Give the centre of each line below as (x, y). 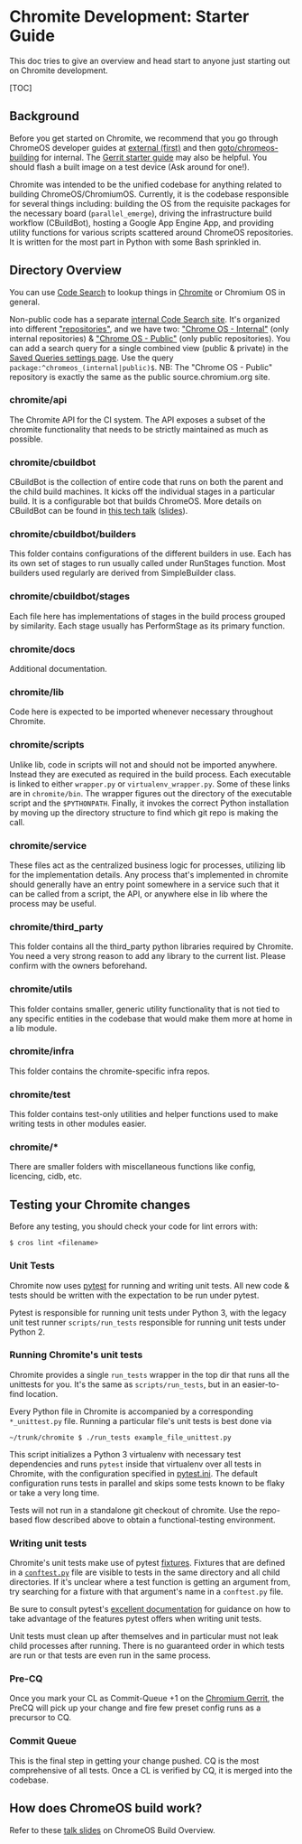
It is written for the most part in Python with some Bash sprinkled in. (135, 242)
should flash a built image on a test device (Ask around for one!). (129, 167)
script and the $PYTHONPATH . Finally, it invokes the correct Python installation (149, 803)
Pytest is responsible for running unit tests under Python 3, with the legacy (148, 1312)
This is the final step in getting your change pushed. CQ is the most (134, 1760)
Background (44, 116)
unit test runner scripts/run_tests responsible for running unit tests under (148, 1322)
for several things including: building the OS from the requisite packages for (150, 203)
